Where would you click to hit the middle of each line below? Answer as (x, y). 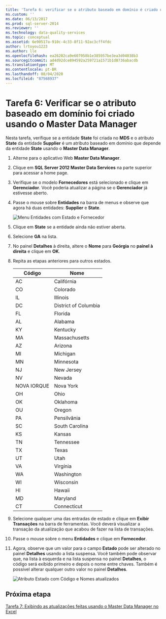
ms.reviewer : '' (22, 28)
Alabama (64, 321)
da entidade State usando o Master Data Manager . (58, 148)
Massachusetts (72, 338)
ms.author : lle (21, 51)
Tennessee (67, 442)
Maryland (65, 498)
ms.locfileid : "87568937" (32, 79)
